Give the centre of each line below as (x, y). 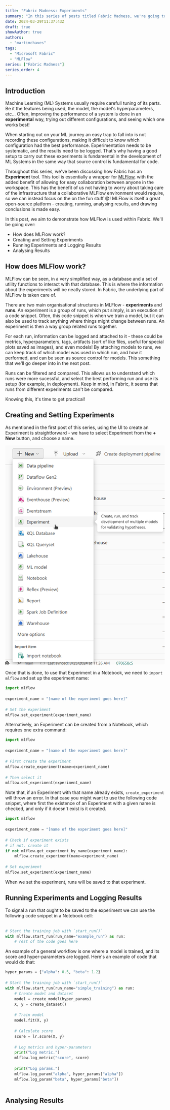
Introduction (25, 91)
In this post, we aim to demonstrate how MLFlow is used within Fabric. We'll (84, 219)
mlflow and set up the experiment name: (47, 678)
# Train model (29, 1015)
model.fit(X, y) (32, 1021)
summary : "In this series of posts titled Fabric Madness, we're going (82, 16)
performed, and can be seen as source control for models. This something (83, 358)
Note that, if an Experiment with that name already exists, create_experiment (85, 792)
